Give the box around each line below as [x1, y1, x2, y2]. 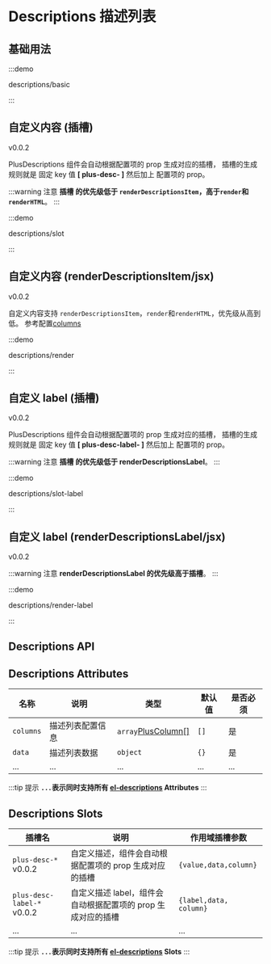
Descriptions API [8, 639, 95, 653]
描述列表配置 [49, 720, 98, 731]
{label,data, [178, 896, 228, 905]
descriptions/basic [8, 80, 70, 89]
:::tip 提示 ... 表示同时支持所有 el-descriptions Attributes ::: [8, 783, 207, 793]
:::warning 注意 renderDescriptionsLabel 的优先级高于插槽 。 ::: [8, 569, 219, 579]
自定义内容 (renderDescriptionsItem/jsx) [8, 270, 215, 284]
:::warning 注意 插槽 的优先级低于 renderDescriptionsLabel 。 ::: [8, 457, 220, 467]
